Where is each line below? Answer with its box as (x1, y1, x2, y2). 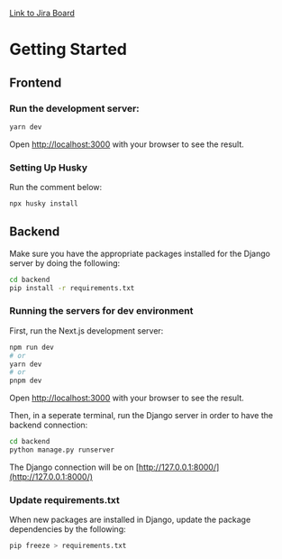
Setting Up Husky (9, 161, 88, 174)
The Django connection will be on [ (9, 462, 140, 472)
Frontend (9, 75, 62, 90)
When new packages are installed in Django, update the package (9, 514, 251, 526)
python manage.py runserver (9, 445, 115, 454)
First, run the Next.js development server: (9, 325, 164, 336)
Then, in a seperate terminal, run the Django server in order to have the (9, 410, 273, 421)
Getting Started (9, 40, 128, 60)
